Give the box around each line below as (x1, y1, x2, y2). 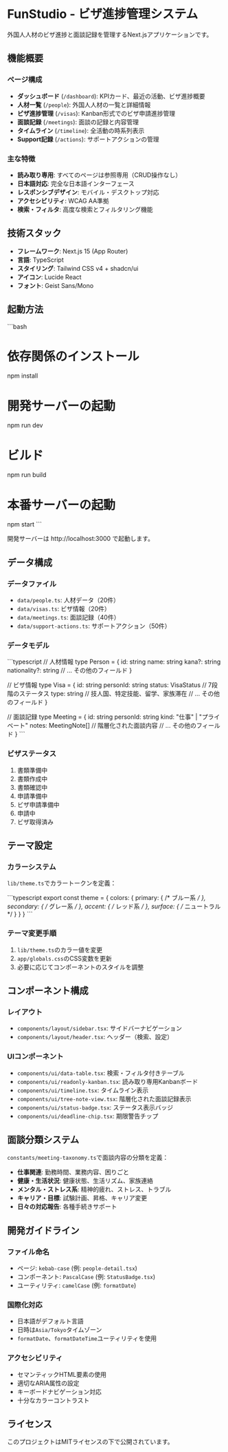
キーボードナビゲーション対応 (16, 1387, 102, 1395)
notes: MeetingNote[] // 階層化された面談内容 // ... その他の (30, 722, 197, 730)
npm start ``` (7, 520, 43, 529)
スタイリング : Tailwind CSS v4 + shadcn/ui (16, 264, 139, 272)
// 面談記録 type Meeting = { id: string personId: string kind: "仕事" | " (7, 713, 203, 721)
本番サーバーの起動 (7, 497, 115, 513)
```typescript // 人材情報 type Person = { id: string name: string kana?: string (7, 657, 221, 666)
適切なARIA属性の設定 (16, 1379, 80, 1387)
